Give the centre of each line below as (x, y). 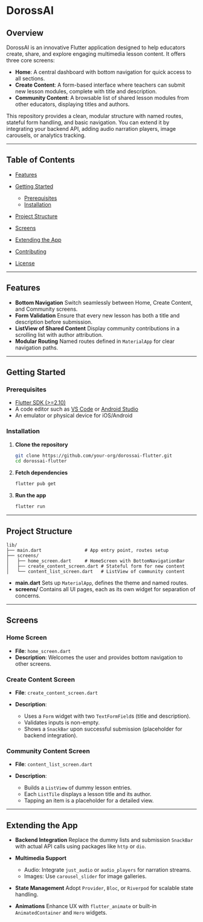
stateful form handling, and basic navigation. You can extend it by (88, 122)
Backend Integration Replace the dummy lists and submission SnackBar (104, 840)
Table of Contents (41, 160)
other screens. (33, 663)
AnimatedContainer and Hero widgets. (61, 913)
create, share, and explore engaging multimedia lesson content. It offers (96, 54)
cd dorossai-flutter (41, 461)
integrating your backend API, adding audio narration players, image (91, 129)
